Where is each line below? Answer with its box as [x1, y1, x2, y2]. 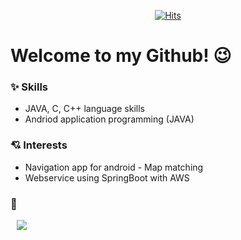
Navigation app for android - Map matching [24, 161, 204, 173]
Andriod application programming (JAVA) [24, 113, 195, 125]
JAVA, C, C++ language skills [24, 103, 146, 115]
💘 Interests [10, 138, 68, 152]
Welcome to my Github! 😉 [10, 45, 232, 67]
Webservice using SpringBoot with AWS [24, 171, 190, 184]
